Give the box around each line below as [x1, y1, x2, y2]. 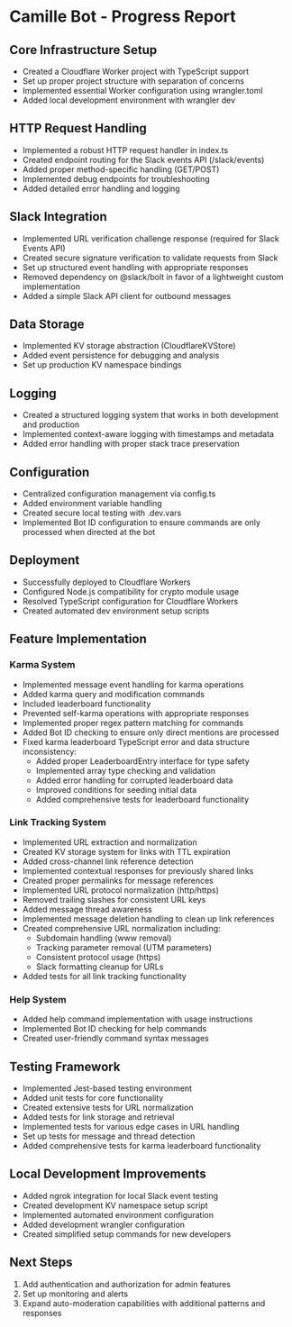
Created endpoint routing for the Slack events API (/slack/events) [22, 154, 265, 165]
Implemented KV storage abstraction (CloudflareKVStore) [22, 341, 236, 351]
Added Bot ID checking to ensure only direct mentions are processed [22, 727, 279, 738]
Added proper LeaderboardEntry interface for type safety [35, 755, 250, 767]
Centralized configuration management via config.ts [22, 488, 216, 499]
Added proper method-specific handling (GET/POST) [22, 164, 220, 175]
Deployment [9, 552, 80, 568]
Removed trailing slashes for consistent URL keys [22, 894, 206, 904]
